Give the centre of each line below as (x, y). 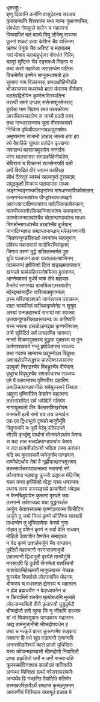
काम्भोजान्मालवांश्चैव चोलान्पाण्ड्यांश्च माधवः (46, 218)
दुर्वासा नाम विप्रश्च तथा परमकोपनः (38, 109)
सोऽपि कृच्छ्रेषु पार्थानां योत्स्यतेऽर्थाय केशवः (44, 434)
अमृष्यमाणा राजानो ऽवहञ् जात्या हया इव (43, 136)
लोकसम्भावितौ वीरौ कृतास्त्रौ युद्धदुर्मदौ (40, 604)
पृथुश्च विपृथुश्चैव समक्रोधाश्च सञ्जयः (41, 374)
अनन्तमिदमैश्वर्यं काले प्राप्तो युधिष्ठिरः (40, 645)
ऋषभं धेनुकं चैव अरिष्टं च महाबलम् (38, 48)
